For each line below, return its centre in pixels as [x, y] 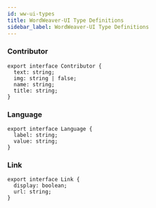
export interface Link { [44, 180]
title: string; [36, 91]
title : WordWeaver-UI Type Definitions [66, 20]
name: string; [34, 84]
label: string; [36, 135]
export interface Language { [50, 129]
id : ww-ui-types [31, 14]
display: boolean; [41, 186]
